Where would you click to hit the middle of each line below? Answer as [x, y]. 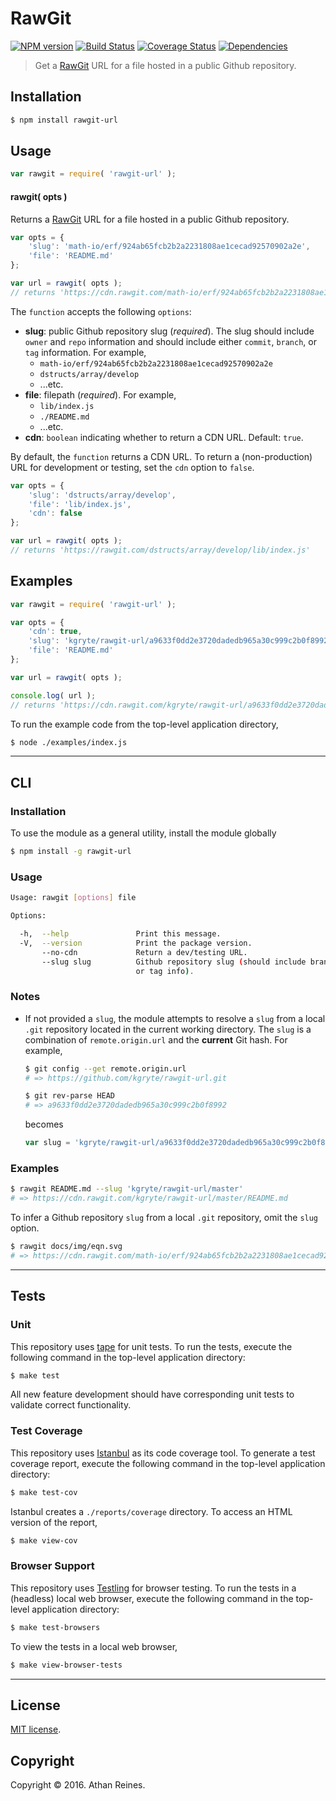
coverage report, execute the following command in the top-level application [168, 1463]
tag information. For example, [85, 352]
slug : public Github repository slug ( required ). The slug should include [169, 331]
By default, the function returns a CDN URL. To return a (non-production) [161, 456]
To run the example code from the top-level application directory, [144, 724]
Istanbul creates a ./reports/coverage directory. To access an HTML [151, 1511]
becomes [44, 1124]
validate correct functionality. [71, 1405]
